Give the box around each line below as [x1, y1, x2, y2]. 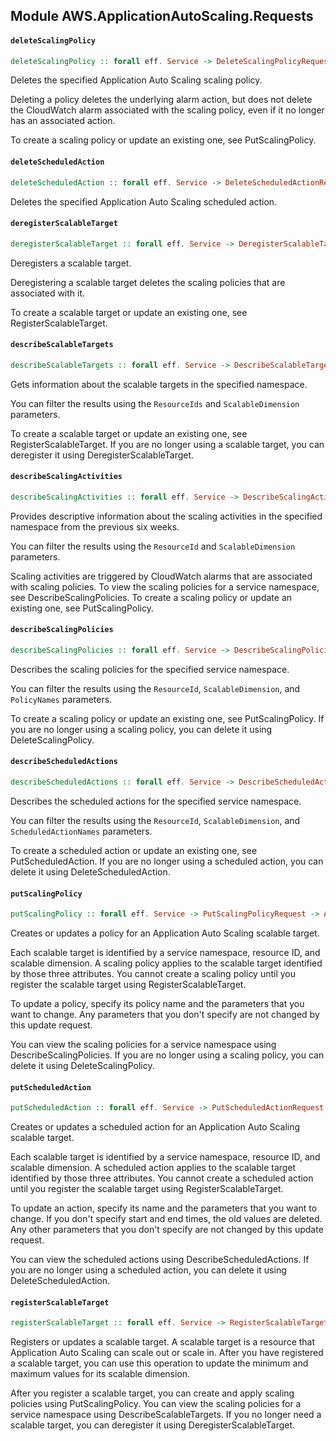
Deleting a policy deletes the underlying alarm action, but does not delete [10, 94, 313, 106]
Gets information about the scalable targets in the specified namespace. [10, 378, 308, 390]
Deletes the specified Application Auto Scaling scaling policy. [10, 74, 263, 86]
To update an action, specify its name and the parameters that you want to [10, 1202, 318, 1214]
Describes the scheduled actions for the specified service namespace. [10, 795, 302, 807]
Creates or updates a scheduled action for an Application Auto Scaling [10, 1121, 301, 1133]
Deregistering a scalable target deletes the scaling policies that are [10, 276, 286, 288]
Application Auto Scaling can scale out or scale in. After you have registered [10, 1347, 324, 1359]
